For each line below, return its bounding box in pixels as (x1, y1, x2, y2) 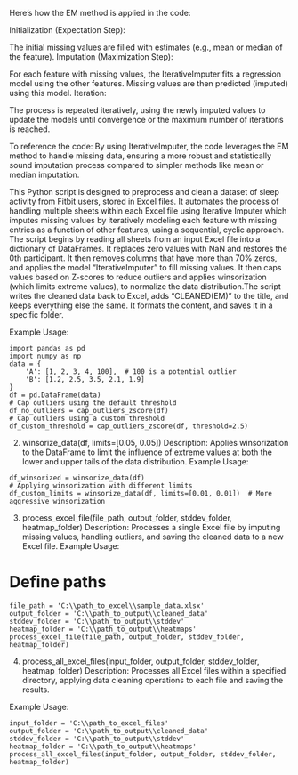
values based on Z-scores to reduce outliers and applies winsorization (9, 271, 267, 282)
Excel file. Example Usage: (21, 541, 120, 551)
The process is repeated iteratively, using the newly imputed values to (9, 105, 266, 115)
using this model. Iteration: (9, 88, 107, 98)
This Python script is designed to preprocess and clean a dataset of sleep (9, 187, 280, 197)
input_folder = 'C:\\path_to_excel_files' (9, 718, 169, 728)
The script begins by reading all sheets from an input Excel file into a (9, 234, 261, 244)
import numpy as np (9, 351, 82, 360)
